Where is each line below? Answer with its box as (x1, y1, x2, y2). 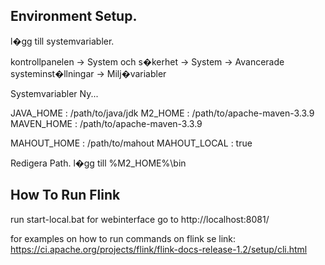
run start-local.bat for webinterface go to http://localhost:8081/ (10, 213, 270, 225)
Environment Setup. (10, 8, 138, 25)
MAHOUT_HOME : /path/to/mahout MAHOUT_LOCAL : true (10, 137, 253, 149)
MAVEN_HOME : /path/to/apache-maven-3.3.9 (10, 117, 203, 129)
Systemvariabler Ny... (10, 87, 99, 99)
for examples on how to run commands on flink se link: (10, 232, 237, 244)
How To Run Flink (10, 187, 121, 204)
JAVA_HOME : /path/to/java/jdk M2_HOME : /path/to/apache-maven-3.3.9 (10, 107, 315, 119)
